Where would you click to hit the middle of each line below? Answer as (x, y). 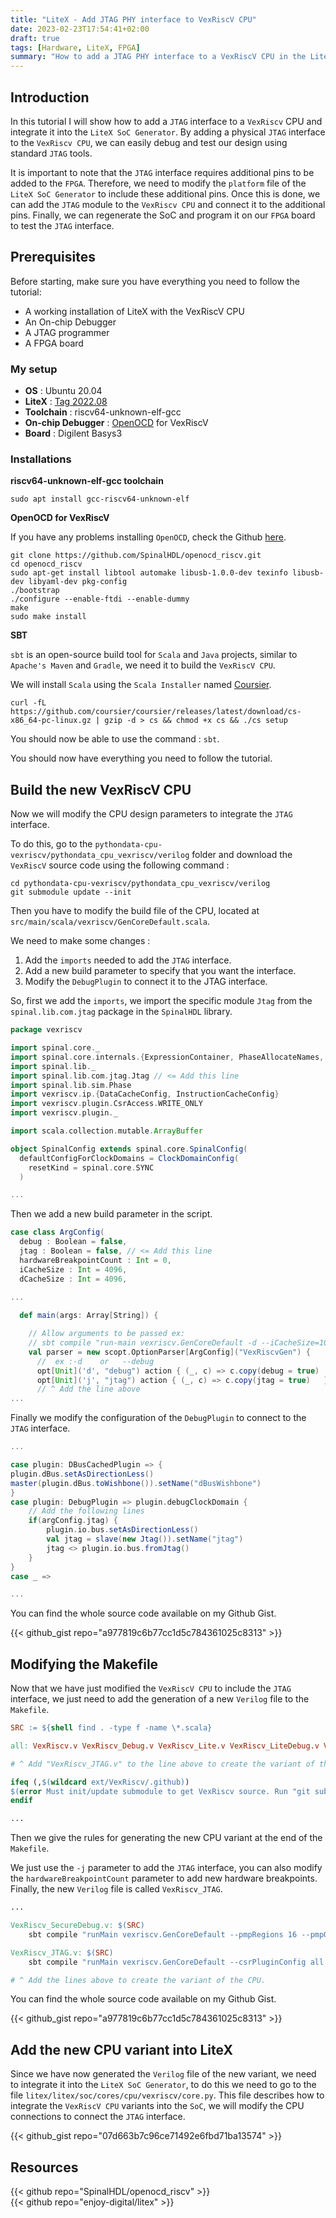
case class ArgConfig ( (57, 1232)
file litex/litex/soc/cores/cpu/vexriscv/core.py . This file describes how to (167, 2095)
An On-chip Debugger (70, 322)
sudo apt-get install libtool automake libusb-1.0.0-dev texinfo (149, 573)
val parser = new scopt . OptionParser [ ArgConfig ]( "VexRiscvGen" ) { (169, 1352)
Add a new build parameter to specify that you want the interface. (160, 971)
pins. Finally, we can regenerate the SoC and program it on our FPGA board (163, 215)
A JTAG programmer (67, 332)
